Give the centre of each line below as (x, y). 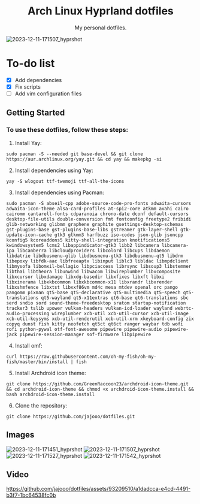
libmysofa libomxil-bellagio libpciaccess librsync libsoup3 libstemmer (99, 266)
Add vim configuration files (48, 93)
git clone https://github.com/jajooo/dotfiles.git (71, 417)
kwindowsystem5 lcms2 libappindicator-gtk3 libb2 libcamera (83, 245)
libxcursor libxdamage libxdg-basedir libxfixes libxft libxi (85, 277)
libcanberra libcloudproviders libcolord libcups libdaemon (93, 251)
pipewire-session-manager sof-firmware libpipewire (85, 334)
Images (20, 435)
